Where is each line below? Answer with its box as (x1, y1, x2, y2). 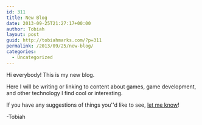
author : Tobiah (6, 26, 45, 32)
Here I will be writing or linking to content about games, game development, (6, 83, 197, 90)
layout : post (6, 32, 40, 38)
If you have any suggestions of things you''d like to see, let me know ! (6, 101, 179, 109)
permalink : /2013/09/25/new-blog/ (6, 43, 94, 49)
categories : (6, 49, 37, 55)
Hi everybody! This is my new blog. (6, 71, 95, 78)
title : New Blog (6, 15, 47, 21)
